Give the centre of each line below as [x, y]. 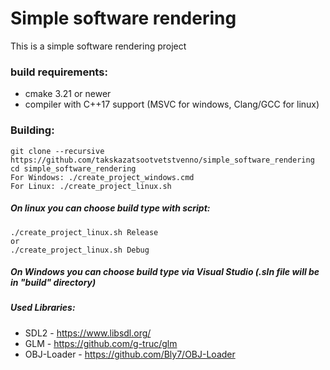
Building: [32, 130]
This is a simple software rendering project [98, 46]
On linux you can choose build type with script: [110, 208]
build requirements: [59, 72]
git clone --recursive [57, 151]
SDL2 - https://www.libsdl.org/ [88, 333]
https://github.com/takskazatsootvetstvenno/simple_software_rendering [162, 160]
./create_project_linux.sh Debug [80, 250]
